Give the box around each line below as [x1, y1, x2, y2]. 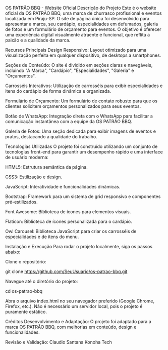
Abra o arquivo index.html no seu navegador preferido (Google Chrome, [5, 298, 155, 304]
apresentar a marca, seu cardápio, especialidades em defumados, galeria [5, 21, 158, 27]
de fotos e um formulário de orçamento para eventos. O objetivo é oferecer [5, 26, 161, 32]
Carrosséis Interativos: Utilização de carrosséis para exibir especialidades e [5, 83, 163, 89]
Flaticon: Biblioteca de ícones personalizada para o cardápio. [5, 218, 132, 224]
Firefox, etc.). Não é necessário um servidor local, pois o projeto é [5, 303, 143, 309]
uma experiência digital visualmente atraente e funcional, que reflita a [5, 32, 150, 37]
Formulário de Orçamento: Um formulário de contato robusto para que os [5, 98, 158, 104]
